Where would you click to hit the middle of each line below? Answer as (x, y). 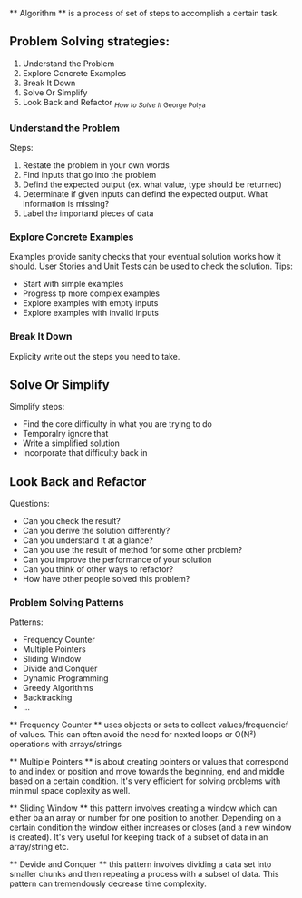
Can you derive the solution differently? (96, 531)
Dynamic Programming (65, 678)
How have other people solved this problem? (106, 579)
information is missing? (66, 203)
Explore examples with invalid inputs (90, 313)
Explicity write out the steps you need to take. (95, 356)
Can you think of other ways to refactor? (98, 569)
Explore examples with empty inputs (90, 303)
